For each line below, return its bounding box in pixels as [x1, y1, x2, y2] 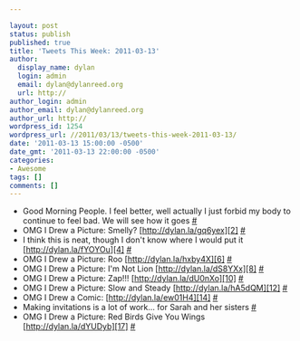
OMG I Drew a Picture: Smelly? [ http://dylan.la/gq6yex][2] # [22, 225, 247, 236]
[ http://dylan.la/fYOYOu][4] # [22, 244, 132, 255]
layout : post [9, 21, 59, 30]
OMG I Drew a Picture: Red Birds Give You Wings [22, 311, 206, 322]
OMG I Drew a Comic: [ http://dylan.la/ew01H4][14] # [22, 292, 218, 303]
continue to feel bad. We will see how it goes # [22, 215, 198, 226]
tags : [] [9, 173, 43, 182]
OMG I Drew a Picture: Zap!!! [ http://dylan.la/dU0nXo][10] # [22, 273, 244, 284]
